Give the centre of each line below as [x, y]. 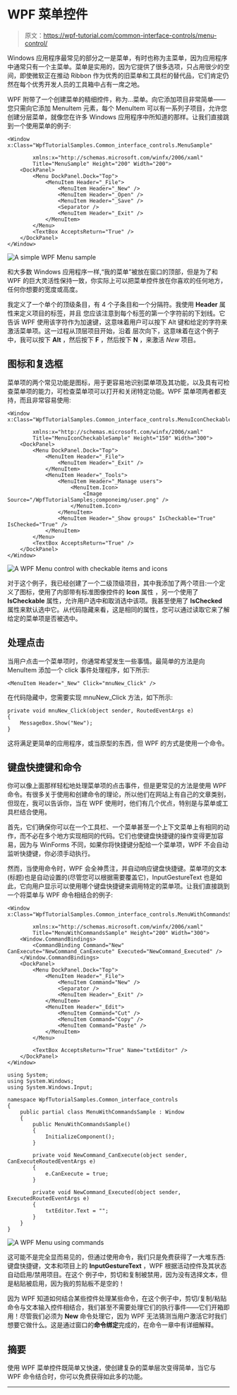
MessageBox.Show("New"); [56, 723]
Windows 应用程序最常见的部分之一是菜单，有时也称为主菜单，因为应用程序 [117, 58]
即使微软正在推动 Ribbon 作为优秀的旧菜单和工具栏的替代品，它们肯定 [121, 76]
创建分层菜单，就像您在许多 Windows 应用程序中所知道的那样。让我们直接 [115, 116]
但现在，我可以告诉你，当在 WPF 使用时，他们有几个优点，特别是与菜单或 [115, 803]
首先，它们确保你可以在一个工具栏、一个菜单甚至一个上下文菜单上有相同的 [115, 827]
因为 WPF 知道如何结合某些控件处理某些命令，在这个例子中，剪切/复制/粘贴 [117, 1298]
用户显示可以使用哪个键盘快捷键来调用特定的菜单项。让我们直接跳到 [130, 886]
